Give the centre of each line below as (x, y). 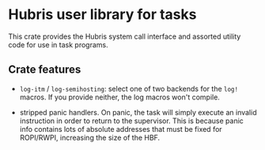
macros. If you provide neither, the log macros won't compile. (119, 97)
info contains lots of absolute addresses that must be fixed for (121, 129)
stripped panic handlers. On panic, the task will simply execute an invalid (138, 112)
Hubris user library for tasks (102, 15)
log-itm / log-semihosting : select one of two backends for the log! (129, 88)
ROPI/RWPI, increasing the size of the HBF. (90, 137)
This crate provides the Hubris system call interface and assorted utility (125, 36)
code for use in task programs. (58, 44)
